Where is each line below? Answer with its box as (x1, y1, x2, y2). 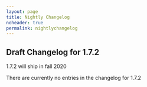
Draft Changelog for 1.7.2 (6, 47, 99, 57)
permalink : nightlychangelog (6, 25, 78, 31)
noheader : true (6, 20, 44, 25)
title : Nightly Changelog (6, 14, 70, 20)
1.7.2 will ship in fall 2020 (6, 63, 67, 70)
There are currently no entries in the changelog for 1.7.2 (6, 75, 142, 82)
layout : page (6, 8, 38, 15)
